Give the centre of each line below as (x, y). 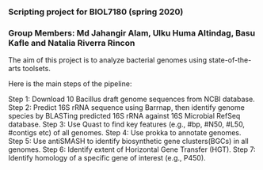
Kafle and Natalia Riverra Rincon (72, 43)
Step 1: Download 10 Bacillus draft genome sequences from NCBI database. (131, 99)
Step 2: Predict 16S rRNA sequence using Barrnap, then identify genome (127, 108)
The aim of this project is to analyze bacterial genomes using (108, 60)
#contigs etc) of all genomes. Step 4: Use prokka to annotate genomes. (125, 133)
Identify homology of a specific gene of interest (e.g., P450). (107, 158)
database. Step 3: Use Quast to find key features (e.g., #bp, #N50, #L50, (127, 124)
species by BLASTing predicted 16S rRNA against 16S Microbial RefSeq (124, 116)
